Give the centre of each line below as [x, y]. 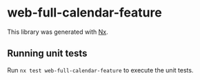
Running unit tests [47, 53]
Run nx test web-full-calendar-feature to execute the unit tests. [100, 70]
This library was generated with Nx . [58, 32]
